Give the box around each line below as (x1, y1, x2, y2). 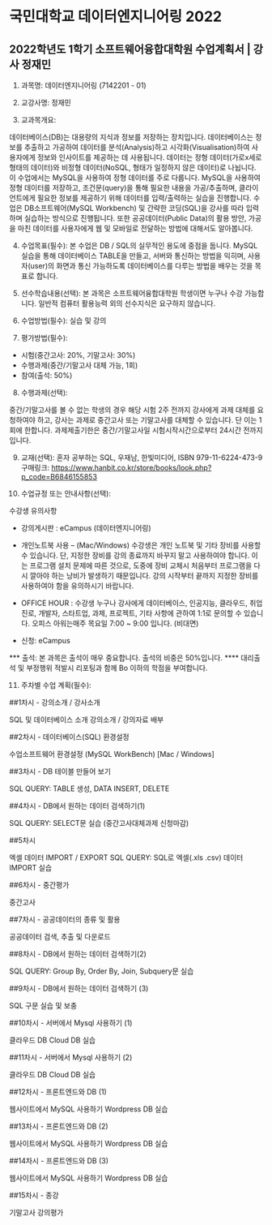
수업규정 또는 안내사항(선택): (20, 488, 112, 498)
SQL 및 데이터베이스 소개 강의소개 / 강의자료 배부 (9, 715, 164, 724)
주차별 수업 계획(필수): (20, 681, 91, 690)
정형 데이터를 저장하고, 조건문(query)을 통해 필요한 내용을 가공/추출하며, (9, 183, 237, 192)
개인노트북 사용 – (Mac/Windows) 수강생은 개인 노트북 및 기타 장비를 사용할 (20, 540, 261, 550)
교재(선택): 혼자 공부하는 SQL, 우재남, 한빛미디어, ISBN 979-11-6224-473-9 (20, 453, 263, 462)
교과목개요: (20, 115, 57, 124)
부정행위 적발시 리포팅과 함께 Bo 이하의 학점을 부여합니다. (26, 663, 208, 673)
